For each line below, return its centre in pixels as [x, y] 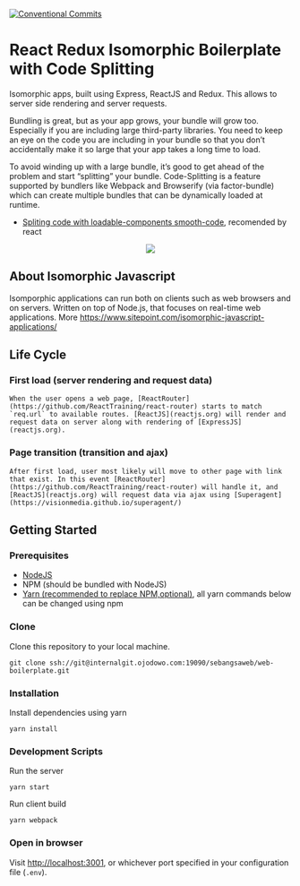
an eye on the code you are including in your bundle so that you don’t [137, 140]
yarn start [30, 787]
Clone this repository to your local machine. [90, 646]
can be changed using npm [73, 604]
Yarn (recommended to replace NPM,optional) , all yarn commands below [157, 594]
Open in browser [46, 843]
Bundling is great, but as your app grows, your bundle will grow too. [134, 120]
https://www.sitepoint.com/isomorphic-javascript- [172, 317]
